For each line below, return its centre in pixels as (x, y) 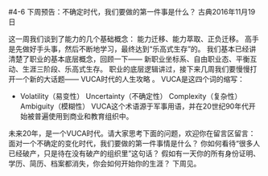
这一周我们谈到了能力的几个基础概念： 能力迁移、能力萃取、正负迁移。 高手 (134, 39)
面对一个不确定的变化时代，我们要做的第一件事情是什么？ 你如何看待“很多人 (134, 143)
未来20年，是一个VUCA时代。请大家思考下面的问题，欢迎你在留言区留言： (132, 133)
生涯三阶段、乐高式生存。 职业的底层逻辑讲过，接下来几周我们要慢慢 (136, 69)
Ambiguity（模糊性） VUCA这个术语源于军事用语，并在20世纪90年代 (134, 106)
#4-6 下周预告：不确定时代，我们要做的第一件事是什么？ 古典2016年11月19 (132, 12)
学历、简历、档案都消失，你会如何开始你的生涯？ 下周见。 (105, 164)
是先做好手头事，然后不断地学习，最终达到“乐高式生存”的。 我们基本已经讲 (132, 49)
